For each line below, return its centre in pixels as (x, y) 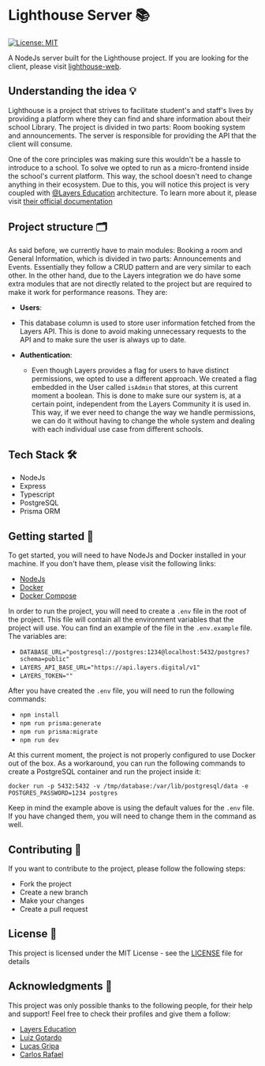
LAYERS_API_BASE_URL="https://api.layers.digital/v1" (110, 668)
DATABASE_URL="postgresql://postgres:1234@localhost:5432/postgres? (134, 652)
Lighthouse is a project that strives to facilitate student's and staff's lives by (131, 110)
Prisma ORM (40, 512)
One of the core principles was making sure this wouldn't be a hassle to (125, 159)
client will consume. (41, 144)
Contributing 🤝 (45, 850)
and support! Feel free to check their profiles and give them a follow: (119, 1014)
